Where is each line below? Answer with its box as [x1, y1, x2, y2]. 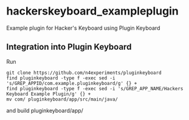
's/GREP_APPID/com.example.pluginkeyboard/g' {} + [6, 80, 137, 86]
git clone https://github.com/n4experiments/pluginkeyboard [6, 70, 162, 76]
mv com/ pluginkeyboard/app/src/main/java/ [6, 96, 119, 102]
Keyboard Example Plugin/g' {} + [6, 91, 91, 97]
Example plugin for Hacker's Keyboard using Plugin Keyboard [6, 24, 160, 32]
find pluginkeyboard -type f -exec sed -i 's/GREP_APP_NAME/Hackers [6, 85, 184, 92]
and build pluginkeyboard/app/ [6, 107, 84, 114]
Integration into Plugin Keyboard [6, 42, 132, 52]
